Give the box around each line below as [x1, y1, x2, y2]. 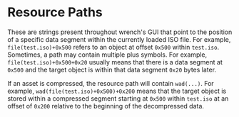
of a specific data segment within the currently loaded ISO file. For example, [7, 35, 231, 43]
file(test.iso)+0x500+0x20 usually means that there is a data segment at [7, 57, 223, 66]
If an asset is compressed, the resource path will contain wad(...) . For [7, 79, 214, 87]
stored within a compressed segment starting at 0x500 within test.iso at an [7, 94, 229, 103]
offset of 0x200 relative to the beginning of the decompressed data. [7, 101, 205, 110]
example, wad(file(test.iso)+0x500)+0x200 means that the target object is [7, 87, 227, 95]
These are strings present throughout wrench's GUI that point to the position [7, 28, 233, 36]
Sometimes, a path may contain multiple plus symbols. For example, [7, 50, 208, 59]
